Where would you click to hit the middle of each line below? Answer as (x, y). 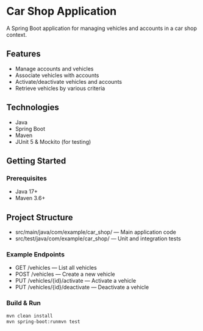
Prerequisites (27, 178)
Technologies (33, 107)
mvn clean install (30, 316)
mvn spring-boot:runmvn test (43, 322)
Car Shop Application (62, 11)
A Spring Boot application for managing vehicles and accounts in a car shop (101, 28)
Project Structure (40, 218)
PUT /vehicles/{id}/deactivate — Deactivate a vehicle (82, 287)
